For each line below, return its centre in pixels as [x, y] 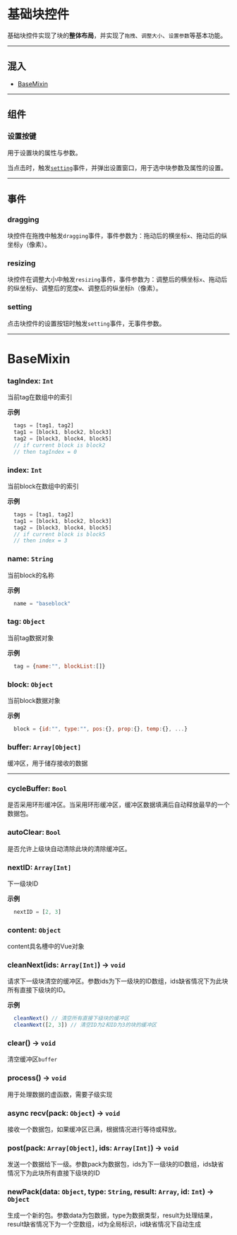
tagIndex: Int [31, 380]
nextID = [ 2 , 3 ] [37, 912]
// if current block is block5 [60, 534]
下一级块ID [23, 884]
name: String [30, 559]
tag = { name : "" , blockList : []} [60, 666]
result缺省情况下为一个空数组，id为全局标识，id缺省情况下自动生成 [104, 1224]
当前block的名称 [31, 575]
